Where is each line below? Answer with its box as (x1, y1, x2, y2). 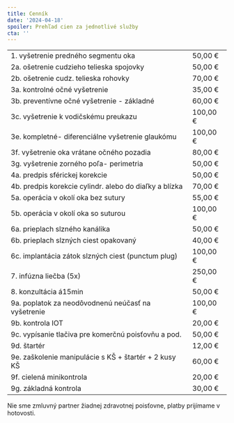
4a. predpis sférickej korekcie (10, 170, 108, 180)
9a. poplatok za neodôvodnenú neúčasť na (10, 298, 151, 308)
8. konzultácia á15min (10, 287, 84, 297)
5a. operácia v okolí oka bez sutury (10, 193, 125, 203)
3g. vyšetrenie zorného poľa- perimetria (10, 159, 143, 169)
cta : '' (7, 29, 30, 37)
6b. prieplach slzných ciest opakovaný (10, 236, 137, 245)
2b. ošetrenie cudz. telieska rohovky (10, 74, 130, 84)
